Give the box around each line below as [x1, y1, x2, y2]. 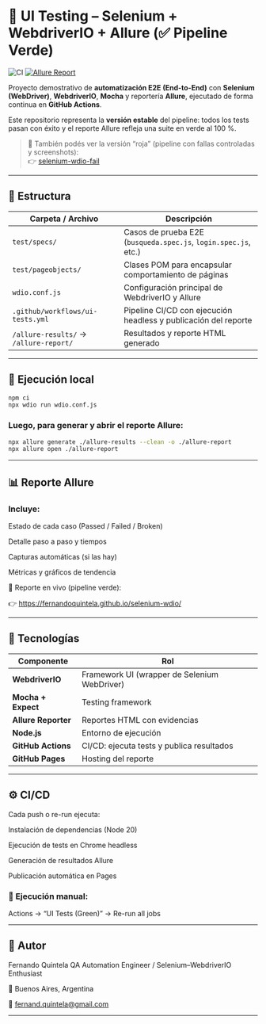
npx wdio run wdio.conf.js [8, 401, 97, 409]
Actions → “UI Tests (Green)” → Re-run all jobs [8, 908, 161, 918]
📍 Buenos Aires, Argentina [8, 984, 94, 993]
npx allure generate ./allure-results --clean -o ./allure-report [8, 437, 232, 446]
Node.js [12, 727, 42, 738]
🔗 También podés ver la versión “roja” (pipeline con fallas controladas [27, 139, 255, 148]
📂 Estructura [8, 189, 71, 203]
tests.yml [12, 315, 49, 323]
